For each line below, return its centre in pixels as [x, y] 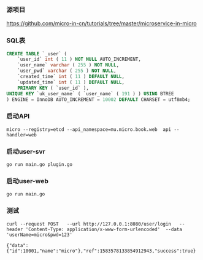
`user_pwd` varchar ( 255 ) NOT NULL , [67, 71]
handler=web [21, 135]
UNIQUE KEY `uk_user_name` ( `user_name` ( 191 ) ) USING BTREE [90, 93]
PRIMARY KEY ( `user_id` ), [53, 88]
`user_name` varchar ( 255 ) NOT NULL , [68, 65]
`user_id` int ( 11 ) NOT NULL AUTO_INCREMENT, [79, 60]
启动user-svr [26, 151]
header [15, 229]
